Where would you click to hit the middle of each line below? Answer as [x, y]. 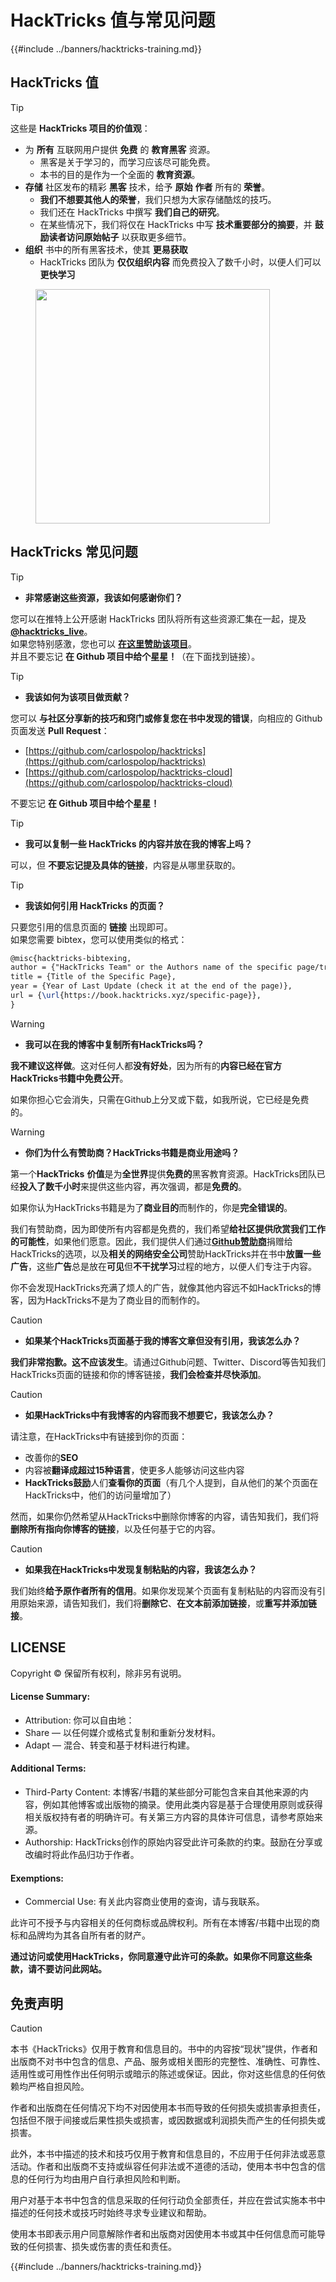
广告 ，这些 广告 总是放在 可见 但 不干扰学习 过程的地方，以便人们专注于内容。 [163, 1266]
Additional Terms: [48, 1768]
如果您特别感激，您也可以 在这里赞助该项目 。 [103, 643]
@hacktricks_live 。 [51, 631]
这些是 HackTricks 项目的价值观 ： [80, 128]
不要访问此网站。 [71, 1969]
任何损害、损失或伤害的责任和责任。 [102, 2247]
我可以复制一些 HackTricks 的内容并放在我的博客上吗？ [138, 843]
